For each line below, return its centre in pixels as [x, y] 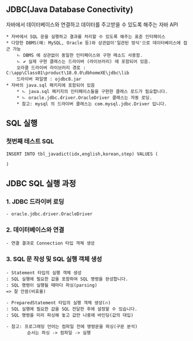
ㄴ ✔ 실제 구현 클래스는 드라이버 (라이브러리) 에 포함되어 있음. [84, 61]
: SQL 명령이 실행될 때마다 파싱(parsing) [52, 285]
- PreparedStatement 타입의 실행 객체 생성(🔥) [58, 303]
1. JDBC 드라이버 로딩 [35, 201]
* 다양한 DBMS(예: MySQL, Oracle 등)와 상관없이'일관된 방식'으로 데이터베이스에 [94, 43]
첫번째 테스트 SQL [30, 142]
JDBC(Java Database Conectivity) [70, 10]
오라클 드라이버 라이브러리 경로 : [51, 68]
